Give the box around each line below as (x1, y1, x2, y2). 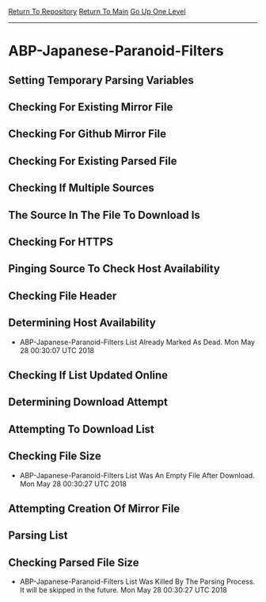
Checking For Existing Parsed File (8, 154, 177, 167)
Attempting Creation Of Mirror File (8, 501, 180, 515)
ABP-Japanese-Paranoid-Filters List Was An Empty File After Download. (19, 470, 255, 480)
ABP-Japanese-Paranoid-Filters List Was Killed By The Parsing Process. (19, 577, 256, 586)
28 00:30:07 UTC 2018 (19, 345, 95, 355)
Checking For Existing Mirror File (8, 100, 173, 113)
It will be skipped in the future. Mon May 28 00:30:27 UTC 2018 (19, 585, 227, 595)
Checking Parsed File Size (8, 555, 139, 569)
